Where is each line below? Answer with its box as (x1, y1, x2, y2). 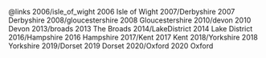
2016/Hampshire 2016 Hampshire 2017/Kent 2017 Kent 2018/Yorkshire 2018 (8, 32, 259, 42)
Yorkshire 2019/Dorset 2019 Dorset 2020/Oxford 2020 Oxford (8, 41, 214, 51)
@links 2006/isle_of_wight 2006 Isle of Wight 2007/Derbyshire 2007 (8, 7, 235, 16)
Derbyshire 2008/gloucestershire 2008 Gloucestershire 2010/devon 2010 (8, 15, 252, 25)
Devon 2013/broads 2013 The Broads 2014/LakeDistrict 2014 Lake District (8, 24, 253, 33)
